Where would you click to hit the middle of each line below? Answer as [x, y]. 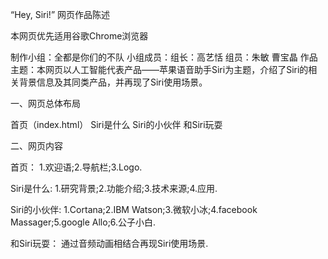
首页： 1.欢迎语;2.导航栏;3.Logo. [76, 167]
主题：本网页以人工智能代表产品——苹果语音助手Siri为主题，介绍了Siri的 [159, 69]
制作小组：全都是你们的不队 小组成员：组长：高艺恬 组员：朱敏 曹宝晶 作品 [164, 57]
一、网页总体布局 [45, 103]
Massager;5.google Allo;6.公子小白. [83, 222]
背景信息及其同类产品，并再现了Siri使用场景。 [113, 82]
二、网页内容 [36, 146]
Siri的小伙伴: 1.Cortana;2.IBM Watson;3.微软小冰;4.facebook [134, 209]
